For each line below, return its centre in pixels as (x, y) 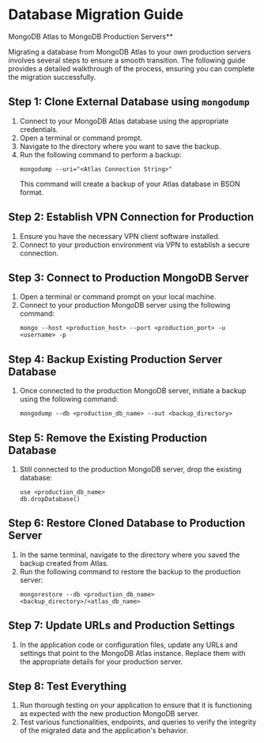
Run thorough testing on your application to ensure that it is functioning (136, 705)
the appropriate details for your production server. (101, 661)
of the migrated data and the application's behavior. (104, 730)
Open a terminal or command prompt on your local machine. (118, 297)
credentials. (39, 129)
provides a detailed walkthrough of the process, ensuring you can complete (132, 68)
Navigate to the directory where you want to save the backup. (120, 146)
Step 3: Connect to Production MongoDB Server (128, 277)
